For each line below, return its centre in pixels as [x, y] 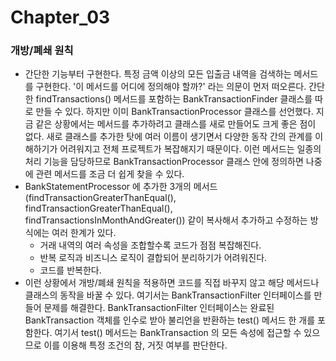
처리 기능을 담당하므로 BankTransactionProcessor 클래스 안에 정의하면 [164, 162]
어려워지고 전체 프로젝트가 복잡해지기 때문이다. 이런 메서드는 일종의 [190, 149]
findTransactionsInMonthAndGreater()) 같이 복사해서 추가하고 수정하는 [166, 220]
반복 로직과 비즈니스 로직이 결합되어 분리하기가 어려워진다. [153, 258]
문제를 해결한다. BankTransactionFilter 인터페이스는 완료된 [159, 308]
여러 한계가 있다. [84, 233]
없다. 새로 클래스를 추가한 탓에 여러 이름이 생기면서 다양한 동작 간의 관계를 [168, 137]
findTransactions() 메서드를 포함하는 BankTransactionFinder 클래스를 [174, 99]
